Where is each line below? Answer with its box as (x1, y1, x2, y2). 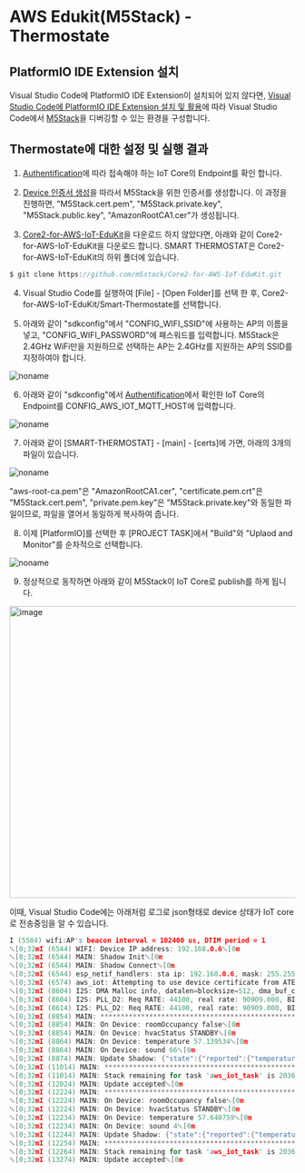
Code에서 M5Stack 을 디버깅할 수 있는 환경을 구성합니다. (9, 113, 211, 124)
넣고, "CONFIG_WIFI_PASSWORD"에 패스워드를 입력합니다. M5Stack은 (22, 329, 280, 340)
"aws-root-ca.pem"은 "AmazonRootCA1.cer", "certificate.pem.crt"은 (9, 485, 263, 496)
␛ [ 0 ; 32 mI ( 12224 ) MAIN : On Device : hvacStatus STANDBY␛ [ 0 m (9, 1105, 241, 1114)
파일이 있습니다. (22, 448, 79, 460)
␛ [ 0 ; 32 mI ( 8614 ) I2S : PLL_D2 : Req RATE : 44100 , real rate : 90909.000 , (9, 1003, 284, 1012)
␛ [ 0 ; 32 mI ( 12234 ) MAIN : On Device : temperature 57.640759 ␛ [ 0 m (9, 1113, 252, 1123)
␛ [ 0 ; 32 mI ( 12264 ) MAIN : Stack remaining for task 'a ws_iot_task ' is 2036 (9, 1147, 296, 1156)
